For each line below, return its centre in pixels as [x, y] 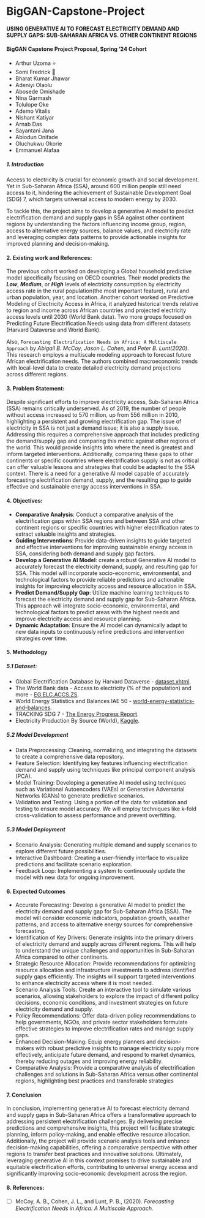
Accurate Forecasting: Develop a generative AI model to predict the [100, 905]
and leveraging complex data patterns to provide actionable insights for [96, 237]
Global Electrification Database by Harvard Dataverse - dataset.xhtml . [103, 682]
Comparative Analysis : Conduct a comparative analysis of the [94, 514]
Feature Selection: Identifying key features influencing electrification [101, 763]
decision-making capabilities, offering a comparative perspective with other [102, 1148]
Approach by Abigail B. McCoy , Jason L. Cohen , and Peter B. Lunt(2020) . [98, 348]
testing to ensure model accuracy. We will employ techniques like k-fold [106, 809]
